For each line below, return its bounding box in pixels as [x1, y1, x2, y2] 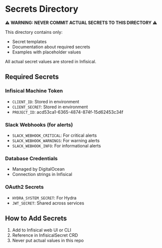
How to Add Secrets [5, 214, 67, 223]
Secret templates [12, 38, 47, 45]
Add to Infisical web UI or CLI [12, 227, 71, 233]
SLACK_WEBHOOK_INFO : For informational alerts [12, 143, 101, 149]
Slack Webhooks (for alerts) [5, 121, 73, 128]
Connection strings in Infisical [12, 172, 72, 177]
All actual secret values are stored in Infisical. [5, 58, 96, 64]
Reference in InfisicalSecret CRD [12, 232, 78, 238]
